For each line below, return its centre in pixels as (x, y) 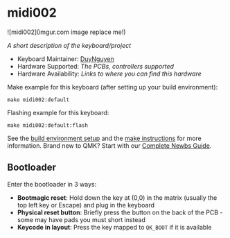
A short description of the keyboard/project (69, 45)
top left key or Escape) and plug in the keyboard (86, 205)
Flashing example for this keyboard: (58, 112)
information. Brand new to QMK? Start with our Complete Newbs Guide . (109, 145)
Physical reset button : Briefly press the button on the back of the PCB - (120, 212)
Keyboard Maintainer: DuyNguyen (65, 59)
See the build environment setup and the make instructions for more (105, 138)
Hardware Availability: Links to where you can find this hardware (109, 74)
